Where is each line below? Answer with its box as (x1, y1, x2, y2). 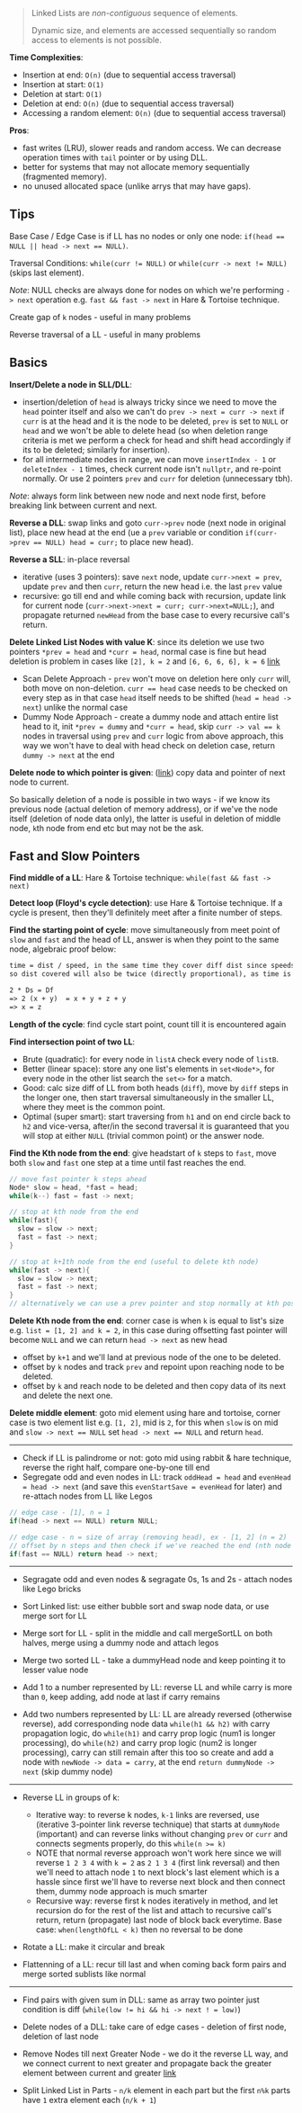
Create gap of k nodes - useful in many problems (9, 311, 191, 322)
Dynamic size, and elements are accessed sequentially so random (31, 25, 277, 35)
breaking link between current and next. (9, 499, 157, 511)
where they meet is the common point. (22, 1101, 165, 1112)
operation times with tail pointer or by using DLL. (22, 152, 209, 163)
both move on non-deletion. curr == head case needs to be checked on (22, 683, 288, 694)
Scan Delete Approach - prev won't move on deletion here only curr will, (22, 673, 291, 684)
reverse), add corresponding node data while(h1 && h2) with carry (22, 1718, 271, 1730)
